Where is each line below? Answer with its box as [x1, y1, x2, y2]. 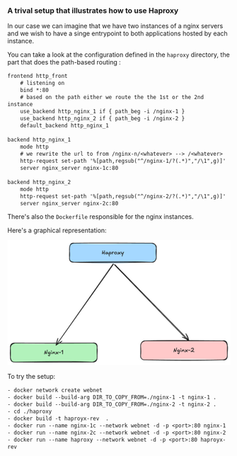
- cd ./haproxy [7, 408, 52, 416]
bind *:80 [20, 87, 50, 94]
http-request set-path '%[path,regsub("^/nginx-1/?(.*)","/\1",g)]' [20, 158, 226, 165]
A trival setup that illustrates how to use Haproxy [7, 6, 179, 16]
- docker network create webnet [7, 387, 103, 394]
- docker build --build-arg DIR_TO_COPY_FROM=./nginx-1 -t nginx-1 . [7, 394, 217, 401]
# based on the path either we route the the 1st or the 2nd [20, 94, 204, 101]
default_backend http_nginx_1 [20, 122, 110, 130]
